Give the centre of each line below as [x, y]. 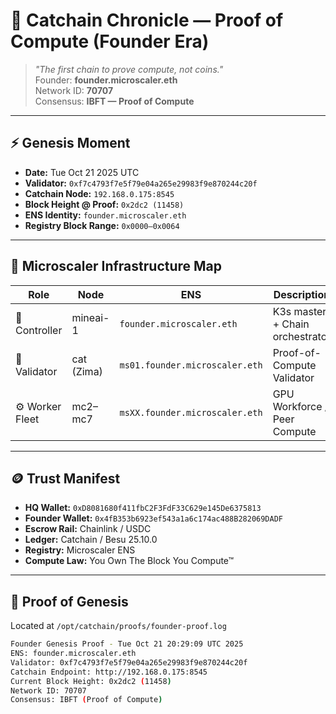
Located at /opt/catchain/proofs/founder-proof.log [118, 626]
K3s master [299, 311]
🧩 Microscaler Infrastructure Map [116, 266]
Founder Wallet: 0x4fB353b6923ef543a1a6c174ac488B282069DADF [153, 518]
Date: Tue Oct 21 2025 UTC [82, 172]
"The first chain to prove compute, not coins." [129, 69]
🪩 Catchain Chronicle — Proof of [147, 20]
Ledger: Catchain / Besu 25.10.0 [91, 540]
